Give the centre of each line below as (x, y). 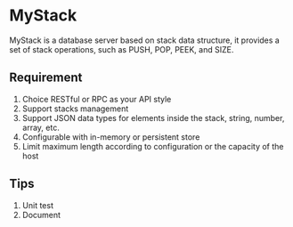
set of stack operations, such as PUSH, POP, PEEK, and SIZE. (122, 49)
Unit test (37, 205)
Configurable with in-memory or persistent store (111, 137)
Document (41, 215)
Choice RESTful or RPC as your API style (97, 99)
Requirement (46, 78)
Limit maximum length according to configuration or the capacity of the (153, 146)
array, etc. (41, 127)
